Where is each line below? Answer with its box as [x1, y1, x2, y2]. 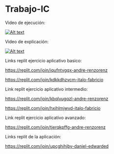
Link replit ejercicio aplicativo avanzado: [5, 114, 86, 121]
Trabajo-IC [5, 3, 50, 15]
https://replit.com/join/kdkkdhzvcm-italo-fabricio [5, 77, 104, 82]
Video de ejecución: [5, 20, 46, 26]
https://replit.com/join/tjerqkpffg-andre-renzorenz [5, 124, 106, 130]
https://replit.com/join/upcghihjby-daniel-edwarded [5, 143, 109, 149]
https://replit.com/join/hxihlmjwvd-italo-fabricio [5, 105, 101, 111]
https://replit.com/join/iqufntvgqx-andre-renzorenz [5, 67, 108, 73]
